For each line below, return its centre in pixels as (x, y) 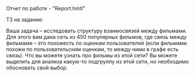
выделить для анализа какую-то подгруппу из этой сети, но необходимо (97, 61)
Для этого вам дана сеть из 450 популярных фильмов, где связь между (97, 37)
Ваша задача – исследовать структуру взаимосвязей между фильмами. (97, 31)
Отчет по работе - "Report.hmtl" (46, 8)
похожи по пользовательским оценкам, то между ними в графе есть (92, 49)
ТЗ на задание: (25, 19)
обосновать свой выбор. (37, 68)
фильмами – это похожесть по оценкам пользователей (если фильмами (97, 43)
